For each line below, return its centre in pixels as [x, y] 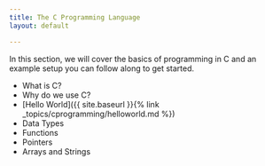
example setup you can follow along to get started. [102, 68]
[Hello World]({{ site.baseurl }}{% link [90, 104]
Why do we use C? [56, 95]
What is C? [42, 85]
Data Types [43, 123]
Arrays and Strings [56, 151]
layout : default [39, 26]
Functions [40, 132]
